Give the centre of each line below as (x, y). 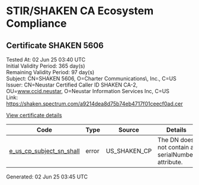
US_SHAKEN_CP (129, 151)
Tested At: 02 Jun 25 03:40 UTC (46, 60)
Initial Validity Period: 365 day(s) (46, 66)
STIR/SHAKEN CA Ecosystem (80, 11)
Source (129, 130)
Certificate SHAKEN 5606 (55, 45)
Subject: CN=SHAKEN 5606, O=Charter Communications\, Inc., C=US (91, 79)
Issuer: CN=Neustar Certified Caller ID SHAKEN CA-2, (72, 85)
